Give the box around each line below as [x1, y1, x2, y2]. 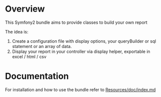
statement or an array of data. [12, 43, 72, 49]
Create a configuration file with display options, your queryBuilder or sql [12, 38, 156, 44]
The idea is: [5, 29, 29, 34]
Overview [5, 3, 45, 15]
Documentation [5, 71, 69, 82]
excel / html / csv [12, 53, 47, 59]
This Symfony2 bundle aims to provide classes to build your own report [5, 19, 148, 25]
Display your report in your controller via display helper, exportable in [12, 48, 150, 54]
